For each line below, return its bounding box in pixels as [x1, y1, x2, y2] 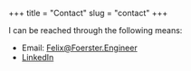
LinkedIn [21, 52, 54, 62]
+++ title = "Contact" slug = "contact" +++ [8, 8, 168, 18]
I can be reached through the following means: [8, 25, 183, 35]
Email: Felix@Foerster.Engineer [21, 42, 138, 53]
